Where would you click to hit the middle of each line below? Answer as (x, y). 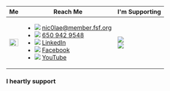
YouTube (54, 57)
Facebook (56, 50)
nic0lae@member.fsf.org (77, 28)
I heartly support (31, 81)
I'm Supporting (139, 12)
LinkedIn (54, 43)
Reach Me (68, 12)
